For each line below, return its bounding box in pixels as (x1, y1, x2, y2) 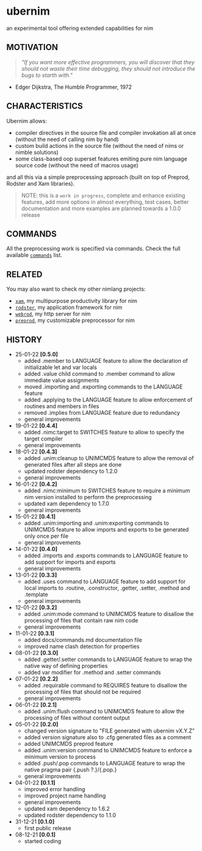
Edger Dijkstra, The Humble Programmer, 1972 (15, 83, 132, 90)
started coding (24, 838, 62, 844)
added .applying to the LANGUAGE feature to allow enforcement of (24, 396, 193, 403)
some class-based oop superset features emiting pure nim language (15, 155, 187, 163)
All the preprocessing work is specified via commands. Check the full (6, 245, 181, 252)
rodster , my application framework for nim (15, 304, 123, 311)
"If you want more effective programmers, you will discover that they (21, 58, 195, 65)
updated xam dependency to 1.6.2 (24, 805, 110, 812)
